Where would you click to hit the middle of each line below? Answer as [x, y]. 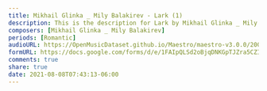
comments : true [33, 60]
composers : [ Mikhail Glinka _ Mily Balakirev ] [87, 30]
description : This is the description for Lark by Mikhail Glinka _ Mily [133, 23]
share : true [28, 67]
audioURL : [25, 45]
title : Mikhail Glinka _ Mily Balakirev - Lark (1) [95, 15]
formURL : [23, 52]
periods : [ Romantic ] [43, 38]
